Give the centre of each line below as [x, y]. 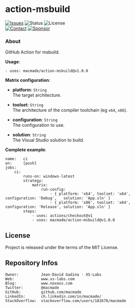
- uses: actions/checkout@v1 [62, 216]
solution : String [29, 135]
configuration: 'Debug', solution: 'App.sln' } [58, 198]
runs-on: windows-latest [49, 176]
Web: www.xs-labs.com [40, 279]
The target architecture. [37, 95]
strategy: [33, 181]
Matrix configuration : [28, 80]
